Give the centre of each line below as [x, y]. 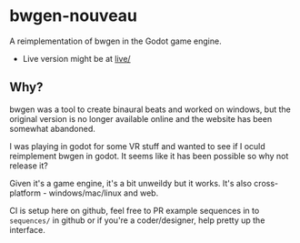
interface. [27, 229]
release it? [29, 166]
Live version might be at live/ [76, 58]
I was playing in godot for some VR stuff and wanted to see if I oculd [137, 146]
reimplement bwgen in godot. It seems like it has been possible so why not [149, 156]
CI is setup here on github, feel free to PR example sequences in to [135, 210]
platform [25, 193]
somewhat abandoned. [52, 128]
